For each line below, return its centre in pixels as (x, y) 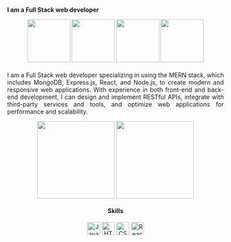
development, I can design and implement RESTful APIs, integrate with (122, 97)
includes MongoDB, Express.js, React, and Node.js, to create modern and (115, 82)
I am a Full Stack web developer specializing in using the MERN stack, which (115, 75)
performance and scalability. (47, 112)
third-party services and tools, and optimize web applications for (115, 104)
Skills (115, 210)
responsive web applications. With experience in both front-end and (106, 90)
